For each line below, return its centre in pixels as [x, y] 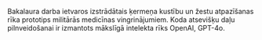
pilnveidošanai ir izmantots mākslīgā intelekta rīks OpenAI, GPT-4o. [116, 28]
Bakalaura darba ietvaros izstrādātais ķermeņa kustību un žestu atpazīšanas [131, 11]
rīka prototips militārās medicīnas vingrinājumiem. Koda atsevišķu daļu [121, 20]
